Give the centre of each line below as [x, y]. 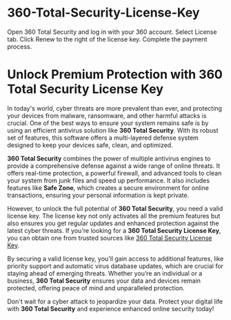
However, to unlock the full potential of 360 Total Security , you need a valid [115, 208]
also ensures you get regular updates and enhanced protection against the [113, 223]
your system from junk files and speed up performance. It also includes [109, 180]
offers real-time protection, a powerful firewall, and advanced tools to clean [114, 173]
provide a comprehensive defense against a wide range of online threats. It [114, 166]
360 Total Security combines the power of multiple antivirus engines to [109, 158]
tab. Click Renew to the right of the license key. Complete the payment [107, 39]
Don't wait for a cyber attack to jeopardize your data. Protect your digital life [115, 301]
